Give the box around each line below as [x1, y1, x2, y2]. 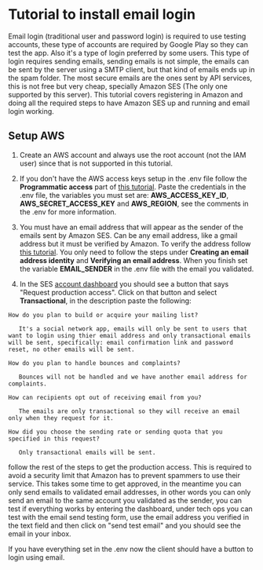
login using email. [8, 552, 65, 562]
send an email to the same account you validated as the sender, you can [8, 495, 242, 505]
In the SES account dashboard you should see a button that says [19, 279, 229, 288]
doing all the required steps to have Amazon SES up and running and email [8, 98, 250, 108]
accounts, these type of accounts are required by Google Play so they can [8, 39, 249, 49]
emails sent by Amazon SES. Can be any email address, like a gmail [19, 230, 238, 240]
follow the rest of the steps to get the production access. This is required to [8, 462, 252, 472]
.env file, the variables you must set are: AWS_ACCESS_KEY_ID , [19, 190, 229, 199]
